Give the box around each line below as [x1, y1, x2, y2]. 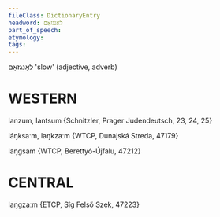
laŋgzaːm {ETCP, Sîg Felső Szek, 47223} [8, 200, 140, 209]
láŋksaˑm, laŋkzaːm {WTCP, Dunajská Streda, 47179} [8, 131, 179, 141]
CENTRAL [8, 174, 74, 192]
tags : [8, 41, 26, 49]
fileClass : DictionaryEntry [8, 11, 101, 20]
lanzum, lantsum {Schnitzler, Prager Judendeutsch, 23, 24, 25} [8, 116, 213, 126]
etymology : [8, 33, 44, 42]
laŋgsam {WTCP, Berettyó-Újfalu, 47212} [8, 146, 141, 156]
